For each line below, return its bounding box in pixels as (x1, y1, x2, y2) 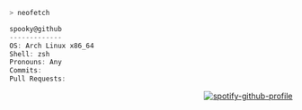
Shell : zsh (9, 49, 50, 58)
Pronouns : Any (9, 58, 63, 67)
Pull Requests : (9, 74, 67, 84)
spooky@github (9, 24, 63, 33)
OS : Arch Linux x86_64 (9, 41, 94, 50)
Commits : (9, 66, 42, 75)
